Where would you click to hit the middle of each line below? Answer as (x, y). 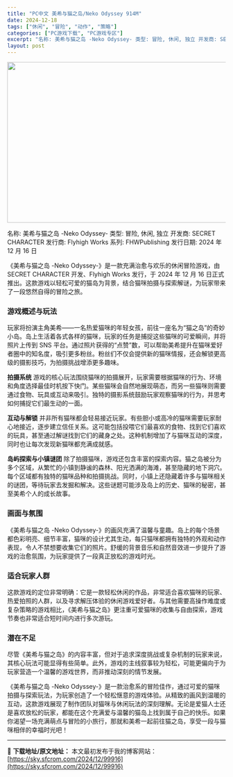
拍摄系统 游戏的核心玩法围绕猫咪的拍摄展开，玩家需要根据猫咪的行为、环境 (114, 377)
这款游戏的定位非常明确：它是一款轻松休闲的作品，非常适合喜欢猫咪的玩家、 (116, 592)
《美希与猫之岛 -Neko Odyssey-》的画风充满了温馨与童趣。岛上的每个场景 (114, 530)
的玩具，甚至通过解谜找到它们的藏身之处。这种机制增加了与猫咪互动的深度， (116, 436)
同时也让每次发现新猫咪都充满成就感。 (62, 444)
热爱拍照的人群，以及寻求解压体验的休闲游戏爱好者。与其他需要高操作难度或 (116, 600)
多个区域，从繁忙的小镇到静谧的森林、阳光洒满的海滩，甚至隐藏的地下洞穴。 (116, 468)
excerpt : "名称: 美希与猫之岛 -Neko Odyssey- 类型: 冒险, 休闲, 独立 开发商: (112, 40)
